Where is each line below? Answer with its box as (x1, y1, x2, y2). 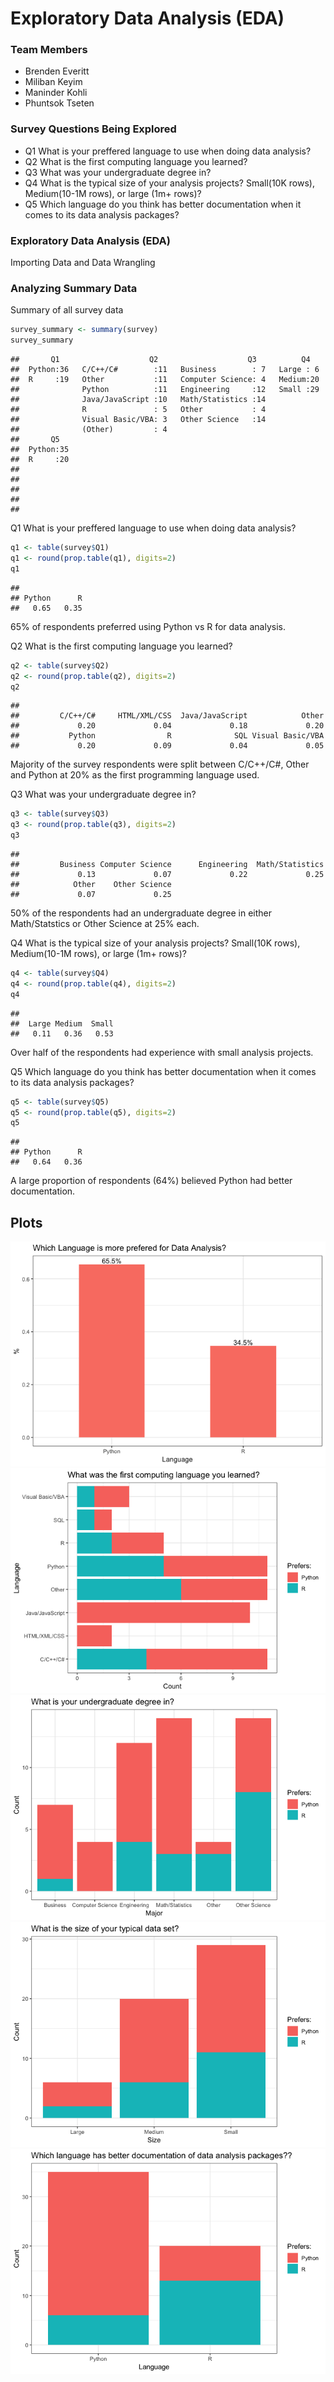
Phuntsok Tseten (24, 97, 95, 109)
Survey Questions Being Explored (10, 122, 177, 136)
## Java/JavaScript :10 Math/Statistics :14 (10, 395, 267, 405)
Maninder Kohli (24, 87, 88, 99)
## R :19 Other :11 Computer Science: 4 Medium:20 (10, 375, 320, 385)
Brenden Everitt (24, 65, 90, 77)
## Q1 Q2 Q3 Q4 (10, 355, 311, 365)
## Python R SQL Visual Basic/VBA (10, 731, 325, 741)
